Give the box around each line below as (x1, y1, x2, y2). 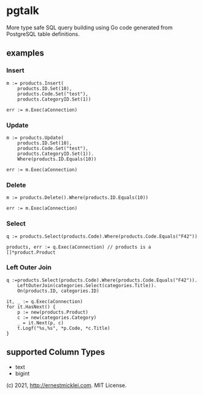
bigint (15, 369, 30, 377)
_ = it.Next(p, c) (17, 319, 64, 326)
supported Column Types (6, 347, 105, 357)
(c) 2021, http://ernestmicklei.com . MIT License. (6, 382, 127, 389)
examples (6, 48, 45, 59)
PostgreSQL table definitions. (6, 30, 80, 37)
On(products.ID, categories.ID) (17, 288, 99, 294)
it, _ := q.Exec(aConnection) (6, 298, 84, 305)
